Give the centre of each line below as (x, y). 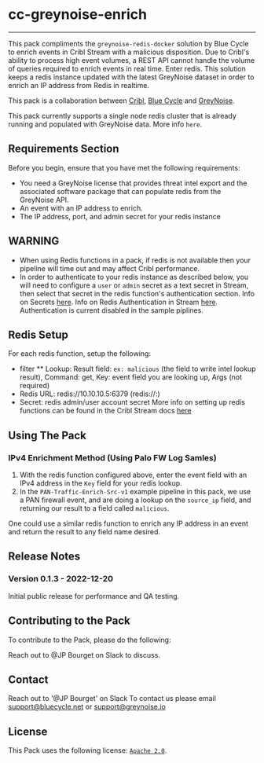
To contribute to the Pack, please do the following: (90, 640)
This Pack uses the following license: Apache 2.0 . (88, 750)
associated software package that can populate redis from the (120, 191)
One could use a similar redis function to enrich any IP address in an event (128, 523)
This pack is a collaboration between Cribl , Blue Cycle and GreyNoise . (121, 101)
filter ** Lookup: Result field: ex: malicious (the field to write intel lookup (137, 369)
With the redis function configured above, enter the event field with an (133, 475)
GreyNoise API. (44, 200)
